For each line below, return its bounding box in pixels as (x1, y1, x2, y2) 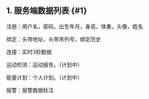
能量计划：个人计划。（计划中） (6, 74, 83, 81)
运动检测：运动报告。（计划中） (6, 61, 83, 68)
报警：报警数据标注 (6, 86, 54, 94)
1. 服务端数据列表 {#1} (6, 5, 88, 16)
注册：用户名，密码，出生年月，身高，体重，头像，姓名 (6, 23, 143, 30)
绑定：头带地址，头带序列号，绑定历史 (6, 35, 101, 43)
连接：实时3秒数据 (6, 48, 52, 55)
